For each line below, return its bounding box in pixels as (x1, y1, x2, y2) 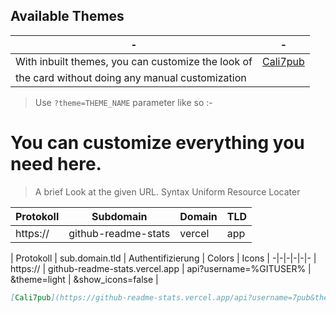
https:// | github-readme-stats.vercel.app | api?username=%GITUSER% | (10, 262, 312, 274)
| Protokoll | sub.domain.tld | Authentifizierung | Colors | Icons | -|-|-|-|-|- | (10, 252, 317, 264)
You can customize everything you (10, 132, 305, 154)
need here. (10, 153, 102, 175)
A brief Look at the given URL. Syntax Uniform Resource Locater (34, 185, 301, 198)
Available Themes (10, 8, 125, 25)
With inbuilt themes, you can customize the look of (15, 54, 253, 68)
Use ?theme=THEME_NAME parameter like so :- (34, 96, 213, 108)
